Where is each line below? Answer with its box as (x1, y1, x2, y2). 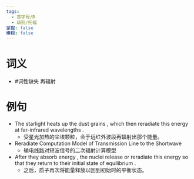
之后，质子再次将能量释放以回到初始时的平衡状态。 (23, 167, 148, 173)
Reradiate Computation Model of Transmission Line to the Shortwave (14, 140, 182, 147)
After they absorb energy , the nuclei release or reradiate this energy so (14, 153, 189, 160)
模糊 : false (6, 30, 34, 36)
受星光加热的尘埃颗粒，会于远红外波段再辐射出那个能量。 (23, 133, 163, 140)
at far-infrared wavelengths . (14, 126, 84, 133)
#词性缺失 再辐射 (14, 78, 56, 85)
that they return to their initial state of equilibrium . (14, 160, 136, 167)
